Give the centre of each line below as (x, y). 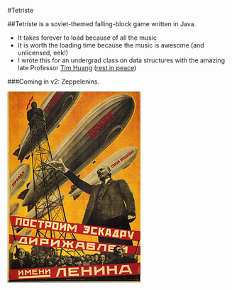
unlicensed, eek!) (43, 53)
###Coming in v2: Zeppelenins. (53, 82)
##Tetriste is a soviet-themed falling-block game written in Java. (102, 24)
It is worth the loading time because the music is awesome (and (111, 45)
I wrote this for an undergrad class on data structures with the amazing (121, 60)
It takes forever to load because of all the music (87, 38)
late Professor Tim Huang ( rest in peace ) (77, 68)
